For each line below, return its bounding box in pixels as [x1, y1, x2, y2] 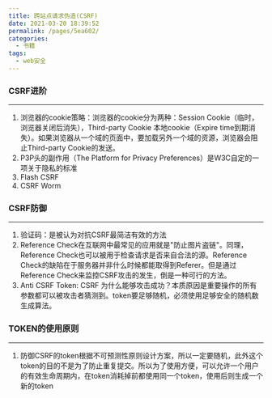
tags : [8, 49, 27, 57]
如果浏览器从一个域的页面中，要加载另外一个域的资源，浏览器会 [37, 133, 251, 142]
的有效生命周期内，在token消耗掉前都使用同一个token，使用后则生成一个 [19, 370, 264, 380]
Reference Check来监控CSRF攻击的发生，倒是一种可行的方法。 [19, 270, 232, 280]
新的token [19, 381, 54, 391]
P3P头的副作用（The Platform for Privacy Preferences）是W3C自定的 [19, 153, 253, 163]
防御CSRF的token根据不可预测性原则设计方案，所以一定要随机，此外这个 [19, 350, 263, 360]
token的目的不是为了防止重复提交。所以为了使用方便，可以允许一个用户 [19, 361, 259, 370]
